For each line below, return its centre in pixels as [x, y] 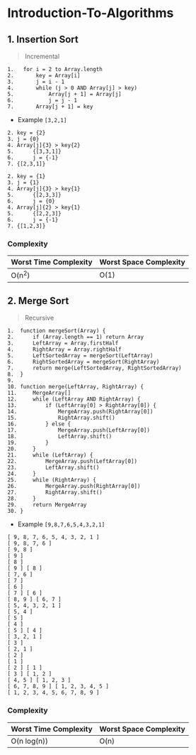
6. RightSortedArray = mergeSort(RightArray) [83, 362]
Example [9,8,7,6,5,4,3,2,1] [61, 524]
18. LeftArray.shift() [60, 437]
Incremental [42, 56]
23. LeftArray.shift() [53, 468]
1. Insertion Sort [43, 39]
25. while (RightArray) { [52, 480]
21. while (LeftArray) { [50, 455]
